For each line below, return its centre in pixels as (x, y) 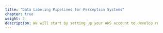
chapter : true (19, 14)
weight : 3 (15, 18)
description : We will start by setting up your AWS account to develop (79, 23)
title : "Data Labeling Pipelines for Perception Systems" (65, 9)
